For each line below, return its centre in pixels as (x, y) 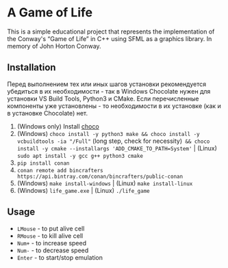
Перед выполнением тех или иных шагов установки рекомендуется (107, 84)
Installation (31, 67)
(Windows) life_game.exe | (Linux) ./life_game (83, 190)
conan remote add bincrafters (60, 170)
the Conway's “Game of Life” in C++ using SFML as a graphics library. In (110, 38)
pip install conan (43, 163)
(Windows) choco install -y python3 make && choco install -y (108, 133)
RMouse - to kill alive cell (50, 236)
